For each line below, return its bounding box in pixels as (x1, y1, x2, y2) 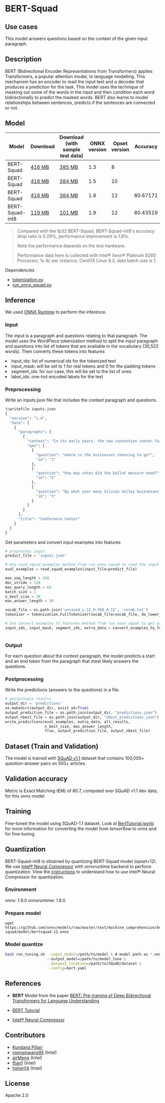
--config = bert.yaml (47, 966, 87, 971)
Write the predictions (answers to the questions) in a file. (5, 687, 120, 693)
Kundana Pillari (12, 1044, 43, 1050)
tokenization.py (12, 276, 44, 282)
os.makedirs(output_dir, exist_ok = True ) (5, 705, 89, 710)
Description (5, 55, 42, 64)
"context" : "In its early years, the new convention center (27, 439, 153, 444)
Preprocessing (5, 386, 41, 393)
